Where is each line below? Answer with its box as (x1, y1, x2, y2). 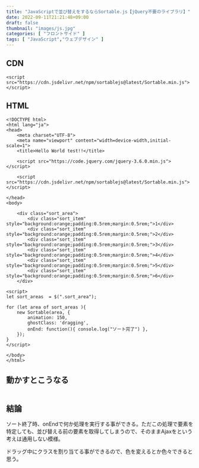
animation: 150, (27, 314, 68, 320)
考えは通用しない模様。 (6, 435, 64, 442)
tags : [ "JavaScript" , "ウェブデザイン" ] (6, 36, 104, 42)
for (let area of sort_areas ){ (6, 304, 86, 310)
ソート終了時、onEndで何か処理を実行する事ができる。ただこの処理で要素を (6, 420, 194, 428)
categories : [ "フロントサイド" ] (6, 31, 86, 37)
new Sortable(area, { (17, 309, 70, 316)
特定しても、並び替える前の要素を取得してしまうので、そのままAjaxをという (6, 428, 193, 435)
